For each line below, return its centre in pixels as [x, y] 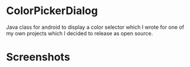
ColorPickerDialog [52, 11]
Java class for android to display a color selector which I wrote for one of [95, 27]
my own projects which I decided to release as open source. [80, 33]
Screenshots [38, 57]
